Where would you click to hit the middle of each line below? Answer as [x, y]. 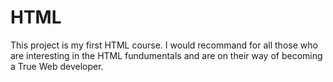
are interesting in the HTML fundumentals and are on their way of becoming [166, 55]
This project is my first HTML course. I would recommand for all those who [164, 45]
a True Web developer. [57, 66]
